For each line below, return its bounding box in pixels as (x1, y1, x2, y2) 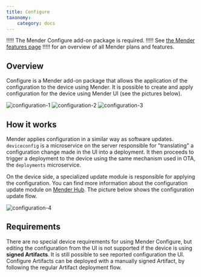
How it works (6, 119, 57, 129)
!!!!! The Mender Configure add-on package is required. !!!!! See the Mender (6, 37, 196, 44)
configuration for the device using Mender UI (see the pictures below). (6, 90, 182, 97)
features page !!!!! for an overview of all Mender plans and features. (6, 43, 174, 50)
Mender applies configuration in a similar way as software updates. (6, 135, 174, 143)
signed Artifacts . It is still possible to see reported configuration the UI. (6, 250, 185, 258)
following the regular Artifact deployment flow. (6, 264, 122, 271)
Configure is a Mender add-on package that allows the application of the (6, 77, 188, 84)
